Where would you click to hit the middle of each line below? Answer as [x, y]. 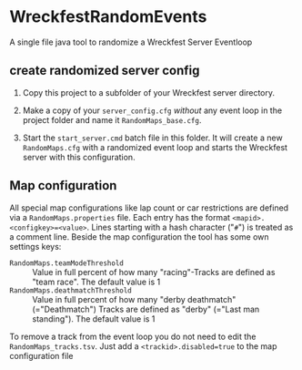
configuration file [41, 355]
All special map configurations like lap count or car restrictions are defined [149, 208]
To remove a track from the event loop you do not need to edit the [133, 336]
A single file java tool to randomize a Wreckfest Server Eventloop [131, 42]
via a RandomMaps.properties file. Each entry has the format [120, 217]
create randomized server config [105, 71]
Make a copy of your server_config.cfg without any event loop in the [152, 110]
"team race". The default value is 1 [96, 282]
